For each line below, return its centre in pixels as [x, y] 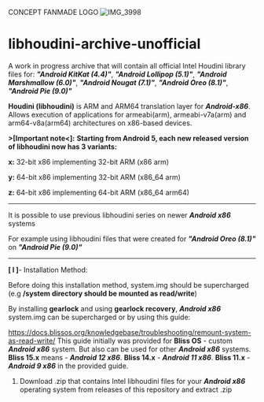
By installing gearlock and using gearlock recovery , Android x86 [115, 308]
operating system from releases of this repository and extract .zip [126, 389]
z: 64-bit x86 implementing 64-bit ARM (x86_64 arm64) [99, 192]
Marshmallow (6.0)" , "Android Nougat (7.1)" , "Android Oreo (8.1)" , [118, 82]
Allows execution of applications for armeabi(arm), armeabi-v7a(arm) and [127, 114]
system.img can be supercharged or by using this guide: [99, 317]
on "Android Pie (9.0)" [45, 247]
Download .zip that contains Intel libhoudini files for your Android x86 [132, 381]
